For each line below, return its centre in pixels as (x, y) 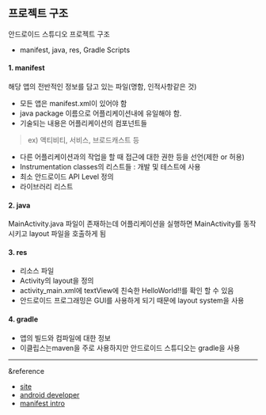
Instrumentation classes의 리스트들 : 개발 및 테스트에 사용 (110, 167)
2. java (19, 205)
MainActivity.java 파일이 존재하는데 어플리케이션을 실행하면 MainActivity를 (125, 224)
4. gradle (23, 319)
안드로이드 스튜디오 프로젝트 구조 (59, 34)
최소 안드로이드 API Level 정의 (66, 177)
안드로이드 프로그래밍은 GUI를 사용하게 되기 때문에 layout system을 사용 (132, 301)
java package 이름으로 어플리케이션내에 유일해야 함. (101, 113)
